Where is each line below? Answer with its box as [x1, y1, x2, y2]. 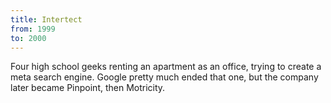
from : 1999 [10, 24, 56, 34]
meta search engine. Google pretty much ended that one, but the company [10, 71, 319, 83]
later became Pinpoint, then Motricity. [10, 82, 166, 94]
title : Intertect [10, 14, 83, 25]
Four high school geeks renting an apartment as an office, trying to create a [10, 61, 322, 73]
